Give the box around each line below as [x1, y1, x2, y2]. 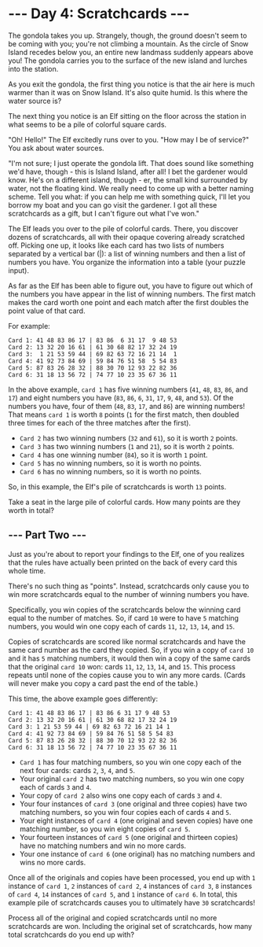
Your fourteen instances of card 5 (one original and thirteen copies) [19, 832, 239, 842]
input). [8, 265, 30, 275]
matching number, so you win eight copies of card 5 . [19, 824, 191, 834]
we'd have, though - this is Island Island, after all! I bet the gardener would [8, 167, 248, 176]
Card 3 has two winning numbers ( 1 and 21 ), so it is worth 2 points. [19, 441, 235, 451]
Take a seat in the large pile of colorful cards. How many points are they [8, 497, 241, 507]
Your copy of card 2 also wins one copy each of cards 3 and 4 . [19, 790, 222, 800]
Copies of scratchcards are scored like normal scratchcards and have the [8, 636, 246, 646]
